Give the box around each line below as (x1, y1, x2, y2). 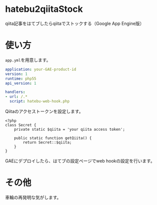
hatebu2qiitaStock (5, 3, 83, 15)
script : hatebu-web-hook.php (9, 99, 70, 104)
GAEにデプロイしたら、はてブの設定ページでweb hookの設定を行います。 (5, 158, 155, 164)
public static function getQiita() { (14, 136, 92, 141)
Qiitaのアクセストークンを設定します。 (5, 108, 83, 114)
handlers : (5, 90, 26, 95)
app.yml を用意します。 (5, 57, 51, 63)
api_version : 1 (5, 81, 37, 86)
